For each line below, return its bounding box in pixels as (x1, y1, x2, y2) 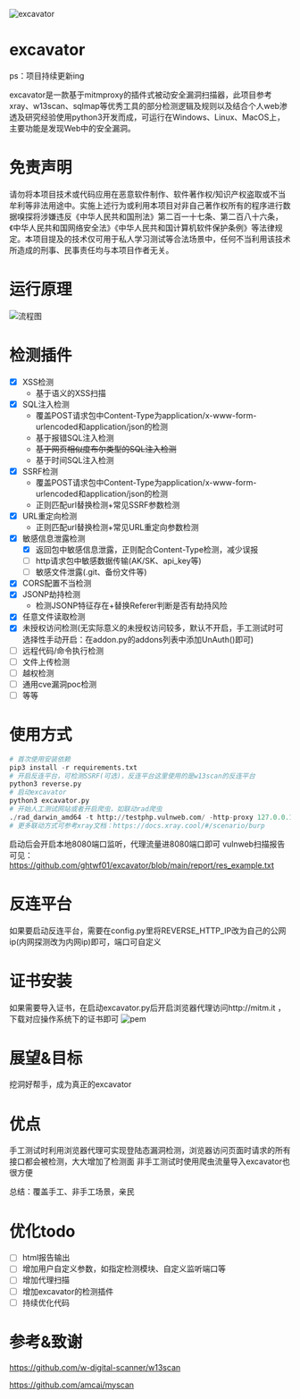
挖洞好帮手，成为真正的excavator (9, 1079, 132, 1090)
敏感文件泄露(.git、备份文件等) (35, 567, 147, 577)
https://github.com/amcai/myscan (9, 1379, 135, 1390)
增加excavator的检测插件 (21, 1285, 114, 1296)
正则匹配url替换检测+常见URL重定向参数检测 (35, 522, 199, 532)
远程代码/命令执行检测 (21, 645, 104, 656)
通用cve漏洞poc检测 (21, 678, 97, 689)
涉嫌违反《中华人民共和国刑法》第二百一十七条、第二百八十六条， (39, 211, 283, 222)
